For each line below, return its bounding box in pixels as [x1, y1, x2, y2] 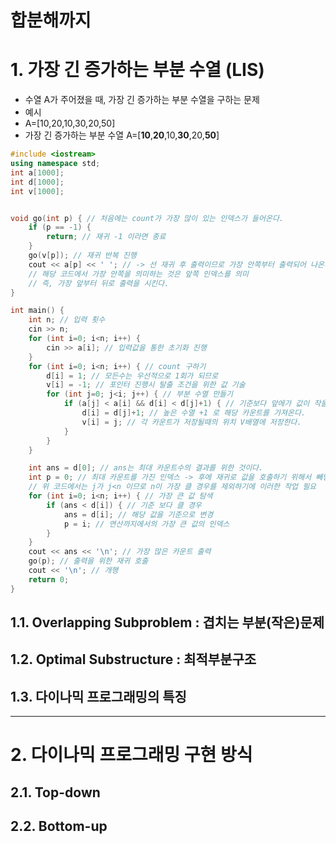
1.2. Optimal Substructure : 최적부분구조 [10, 651, 257, 668]
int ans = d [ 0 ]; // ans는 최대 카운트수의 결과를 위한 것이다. [28, 463, 264, 473]
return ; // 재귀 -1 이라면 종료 [46, 232, 167, 242]
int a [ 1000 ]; [10, 167, 65, 178]
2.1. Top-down [10, 784, 101, 801]
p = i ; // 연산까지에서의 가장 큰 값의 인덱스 [63, 519, 230, 529]
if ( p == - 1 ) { [28, 222, 92, 233]
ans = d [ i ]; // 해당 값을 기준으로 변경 [63, 509, 214, 520]
